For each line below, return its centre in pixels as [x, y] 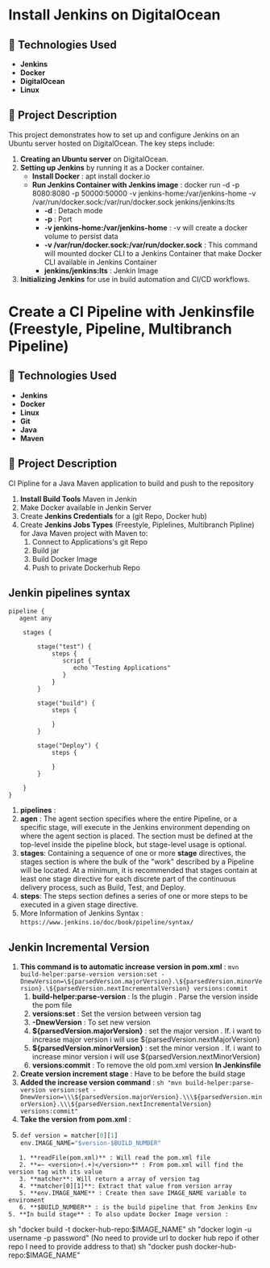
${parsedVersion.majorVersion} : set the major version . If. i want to [147, 1031]
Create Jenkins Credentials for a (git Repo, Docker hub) [114, 516]
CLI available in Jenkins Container [100, 262]
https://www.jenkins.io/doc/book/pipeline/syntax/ [107, 923]
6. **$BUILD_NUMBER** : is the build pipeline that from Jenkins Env [138, 1207]
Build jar [46, 550]
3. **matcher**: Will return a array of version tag [109, 1179]
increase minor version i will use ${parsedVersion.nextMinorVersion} [146, 1057]
